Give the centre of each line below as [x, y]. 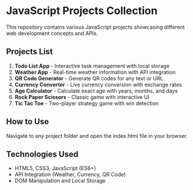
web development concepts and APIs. [52, 33]
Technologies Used [42, 154]
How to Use [28, 122]
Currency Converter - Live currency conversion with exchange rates [98, 84]
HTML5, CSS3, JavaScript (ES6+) [55, 168]
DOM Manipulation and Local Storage [60, 181]
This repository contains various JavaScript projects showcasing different [96, 27]
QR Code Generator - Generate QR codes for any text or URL [89, 78]
